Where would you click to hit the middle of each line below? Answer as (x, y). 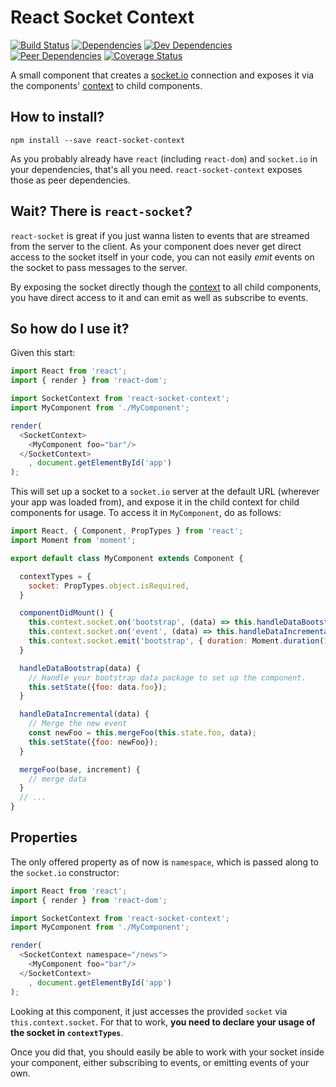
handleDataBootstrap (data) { (80, 668)
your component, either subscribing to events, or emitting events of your (160, 1062)
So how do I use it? (70, 328)
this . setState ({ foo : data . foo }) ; (98, 687)
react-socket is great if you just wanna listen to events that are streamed (160, 235)
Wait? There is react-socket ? (101, 211)
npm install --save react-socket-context (98, 140)
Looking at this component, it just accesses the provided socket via (149, 1011)
